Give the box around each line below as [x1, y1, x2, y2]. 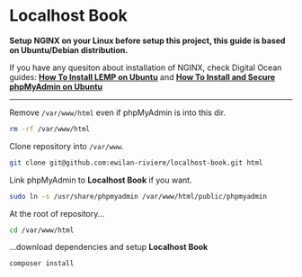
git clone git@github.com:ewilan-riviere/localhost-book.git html [9, 158, 263, 167]
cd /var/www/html [9, 226, 75, 235]
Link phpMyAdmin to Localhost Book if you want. [9, 174, 192, 185]
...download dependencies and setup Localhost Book [9, 242, 209, 253]
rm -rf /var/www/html [9, 124, 91, 133]
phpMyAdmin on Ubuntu [9, 81, 103, 92]
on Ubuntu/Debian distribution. [9, 44, 129, 55]
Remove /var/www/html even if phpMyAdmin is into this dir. [9, 107, 226, 118]
